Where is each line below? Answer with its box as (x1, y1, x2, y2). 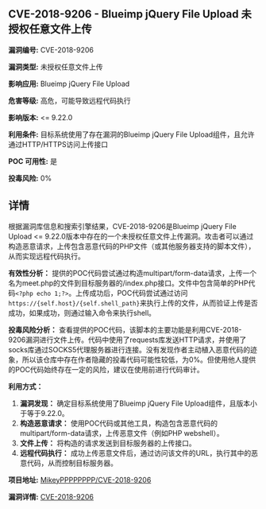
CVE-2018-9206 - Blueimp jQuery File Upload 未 (8, 7, 253, 21)
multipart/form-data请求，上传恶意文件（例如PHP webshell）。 (19, 428, 224, 437)
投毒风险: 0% (8, 173, 52, 183)
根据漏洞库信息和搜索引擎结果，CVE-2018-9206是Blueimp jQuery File (8, 221, 237, 231)
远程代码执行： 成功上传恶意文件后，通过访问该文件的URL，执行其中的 (19, 448, 252, 457)
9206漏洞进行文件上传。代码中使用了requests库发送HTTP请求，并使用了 (8, 335, 247, 344)
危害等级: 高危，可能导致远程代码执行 (8, 95, 131, 105)
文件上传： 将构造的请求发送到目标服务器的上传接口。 (19, 438, 196, 448)
